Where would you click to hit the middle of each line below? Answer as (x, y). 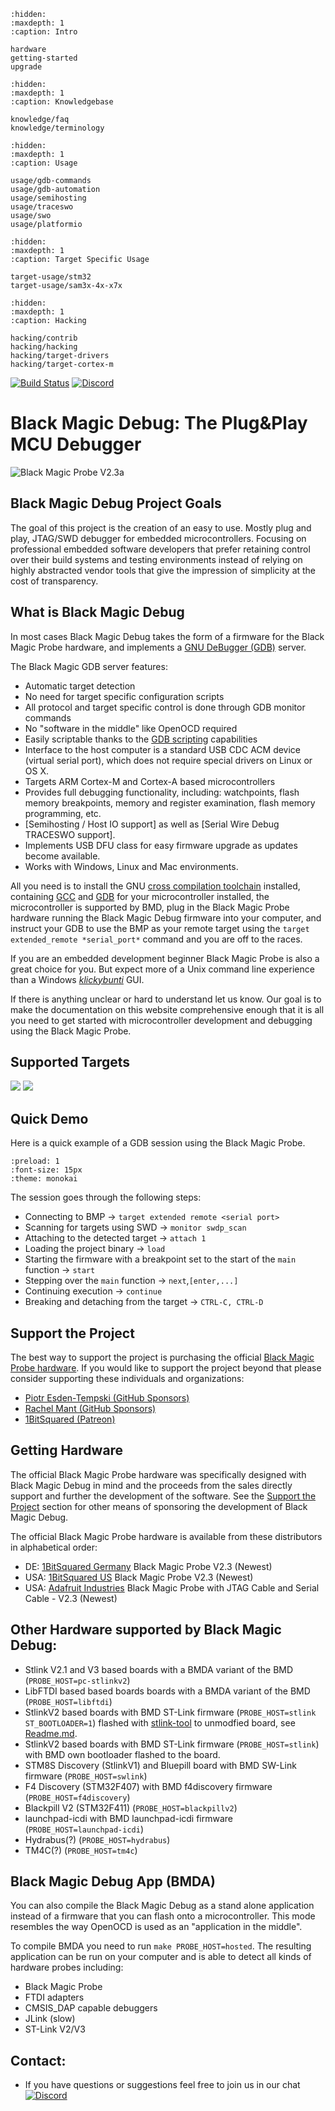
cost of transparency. (54, 581)
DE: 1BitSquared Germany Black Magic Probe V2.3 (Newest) (148, 1566)
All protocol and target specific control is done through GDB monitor (165, 707)
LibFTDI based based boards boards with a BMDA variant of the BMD (167, 1691)
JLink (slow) (50, 2019)
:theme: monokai (44, 1179)
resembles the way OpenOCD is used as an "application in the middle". (156, 1927)
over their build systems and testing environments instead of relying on (156, 559)
